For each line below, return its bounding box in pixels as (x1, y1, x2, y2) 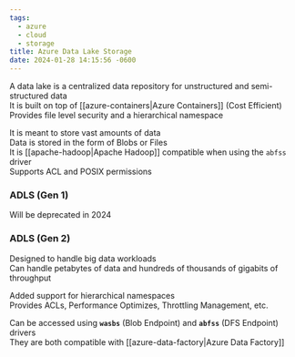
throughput (9, 272, 52, 283)
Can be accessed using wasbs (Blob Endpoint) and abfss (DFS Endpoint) (9, 317, 280, 328)
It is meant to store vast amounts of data (9, 127, 161, 138)
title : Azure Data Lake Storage (9, 47, 132, 56)
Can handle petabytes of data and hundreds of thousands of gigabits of (9, 262, 279, 273)
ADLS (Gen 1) (9, 189, 69, 201)
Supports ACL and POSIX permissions (9, 166, 152, 177)
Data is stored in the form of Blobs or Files (9, 138, 168, 148)
